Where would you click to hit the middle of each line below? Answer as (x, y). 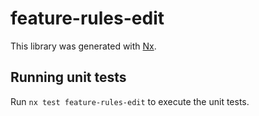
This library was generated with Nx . (83, 46)
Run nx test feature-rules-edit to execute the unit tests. (130, 101)
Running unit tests (68, 77)
